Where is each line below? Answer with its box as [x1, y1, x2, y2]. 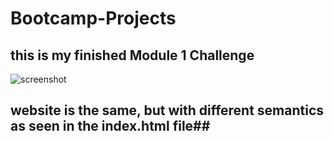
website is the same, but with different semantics [10, 102, 325, 119]
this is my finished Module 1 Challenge [10, 47, 255, 64]
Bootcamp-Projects [10, 7, 177, 30]
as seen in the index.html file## [10, 118, 211, 135]
